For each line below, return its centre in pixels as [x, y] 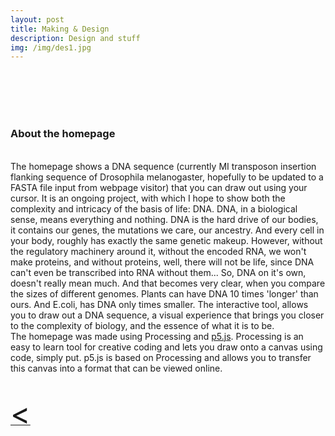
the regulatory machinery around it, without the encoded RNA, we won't [158, 251]
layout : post [37, 19]
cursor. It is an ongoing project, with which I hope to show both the [148, 198]
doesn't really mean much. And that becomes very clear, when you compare [168, 283]
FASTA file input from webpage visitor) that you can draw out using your [159, 187]
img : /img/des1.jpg [51, 47]
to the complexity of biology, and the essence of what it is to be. [142, 325]
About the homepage [63, 134]
